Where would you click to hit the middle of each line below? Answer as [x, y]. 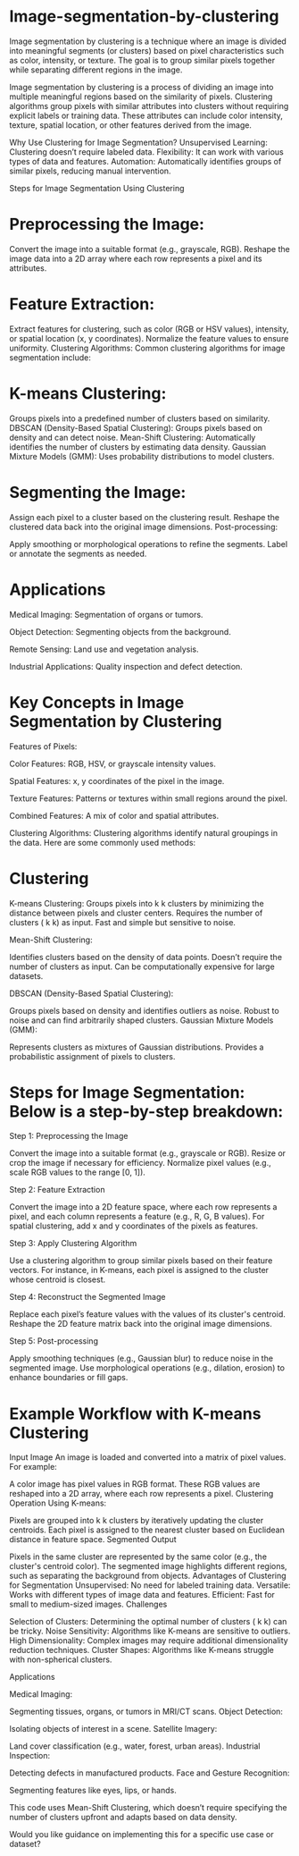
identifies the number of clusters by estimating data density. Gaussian [138, 447]
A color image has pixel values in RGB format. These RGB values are [135, 1484]
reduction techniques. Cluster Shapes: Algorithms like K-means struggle [141, 1650]
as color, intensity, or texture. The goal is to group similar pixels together [142, 60]
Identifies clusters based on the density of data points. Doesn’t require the [146, 957]
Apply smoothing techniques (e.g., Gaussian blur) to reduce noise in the [141, 1358]
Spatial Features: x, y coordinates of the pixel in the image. [117, 780]
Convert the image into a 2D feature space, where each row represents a [143, 1207]
